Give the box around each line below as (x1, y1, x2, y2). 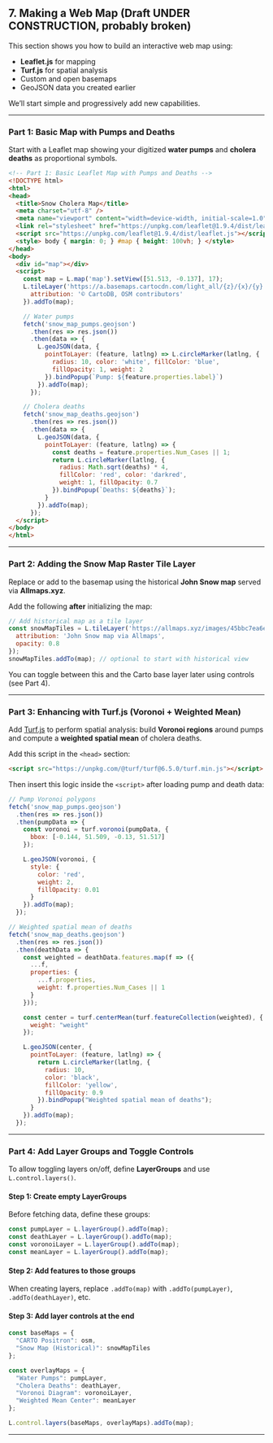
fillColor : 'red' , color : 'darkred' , (59, 471, 187, 479)
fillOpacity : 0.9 (44, 1088, 104, 1097)
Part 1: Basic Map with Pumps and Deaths (8, 126, 175, 138)
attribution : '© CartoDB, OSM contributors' (29, 291, 184, 299)
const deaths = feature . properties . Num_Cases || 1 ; (51, 448, 231, 457)
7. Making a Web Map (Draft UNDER (8, 7, 191, 20)
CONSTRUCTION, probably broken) (8, 20, 192, 33)
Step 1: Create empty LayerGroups (8, 1192, 128, 1201)
